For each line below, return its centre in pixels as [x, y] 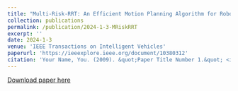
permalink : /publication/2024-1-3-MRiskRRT [73, 27]
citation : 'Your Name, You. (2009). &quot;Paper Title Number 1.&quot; [115, 60]
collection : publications [45, 20]
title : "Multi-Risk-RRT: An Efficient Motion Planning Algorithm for [112, 14]
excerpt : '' [25, 34]
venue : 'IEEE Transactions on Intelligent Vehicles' [87, 47]
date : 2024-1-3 [30, 40]
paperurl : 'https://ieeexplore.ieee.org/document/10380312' [98, 54]
